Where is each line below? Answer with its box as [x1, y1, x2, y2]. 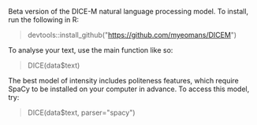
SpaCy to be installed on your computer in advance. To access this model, [8, 84, 250, 94]
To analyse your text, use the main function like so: [8, 46, 173, 54]
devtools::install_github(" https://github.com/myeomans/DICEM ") [27, 31, 237, 39]
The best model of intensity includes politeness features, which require [8, 76, 239, 85]
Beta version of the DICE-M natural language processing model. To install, [8, 7, 249, 16]
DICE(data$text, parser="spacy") [27, 108, 136, 117]
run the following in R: [8, 15, 80, 24]
